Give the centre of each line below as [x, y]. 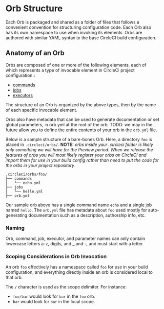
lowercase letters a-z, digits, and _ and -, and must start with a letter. [75, 244]
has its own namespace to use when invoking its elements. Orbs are [74, 32]
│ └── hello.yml [24, 191]
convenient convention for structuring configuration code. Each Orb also [79, 27]
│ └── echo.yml [23, 183]
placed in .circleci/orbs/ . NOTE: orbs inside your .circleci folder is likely [79, 144]
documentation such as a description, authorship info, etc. [87, 215]
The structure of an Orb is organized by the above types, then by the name [81, 105]
